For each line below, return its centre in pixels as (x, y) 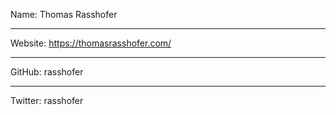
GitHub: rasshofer (47, 72)
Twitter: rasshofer (47, 100)
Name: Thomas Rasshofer (64, 14)
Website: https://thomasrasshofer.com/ (91, 43)
